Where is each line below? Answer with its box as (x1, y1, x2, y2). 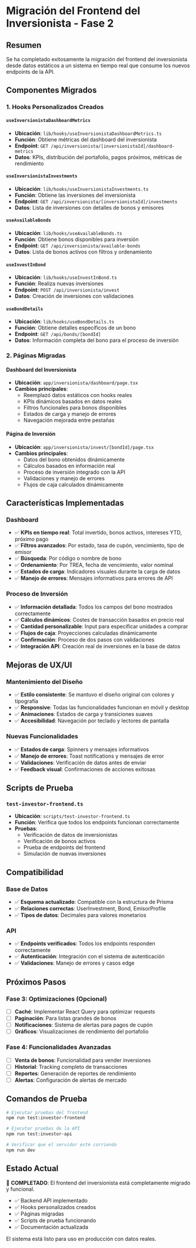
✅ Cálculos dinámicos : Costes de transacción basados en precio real (14, 616, 184, 623)
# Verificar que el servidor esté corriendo (6, 1142, 117, 1148)
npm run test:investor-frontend (6, 1115, 85, 1121)
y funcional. (6, 1186, 35, 1193)
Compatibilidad (6, 867, 64, 877)
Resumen (6, 40, 42, 50)
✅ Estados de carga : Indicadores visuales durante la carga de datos (14, 568, 181, 575)
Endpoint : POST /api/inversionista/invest (14, 286, 119, 293)
